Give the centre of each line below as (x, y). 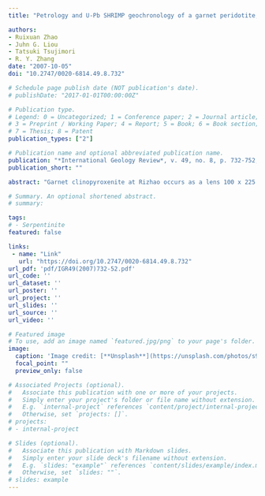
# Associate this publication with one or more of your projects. (123, 392)
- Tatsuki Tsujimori (42, 52)
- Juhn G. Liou (33, 44)
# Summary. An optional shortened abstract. (82, 196)
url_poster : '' (33, 291)
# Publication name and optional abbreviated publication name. (116, 153)
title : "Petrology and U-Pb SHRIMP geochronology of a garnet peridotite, (134, 15)
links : (19, 246)
